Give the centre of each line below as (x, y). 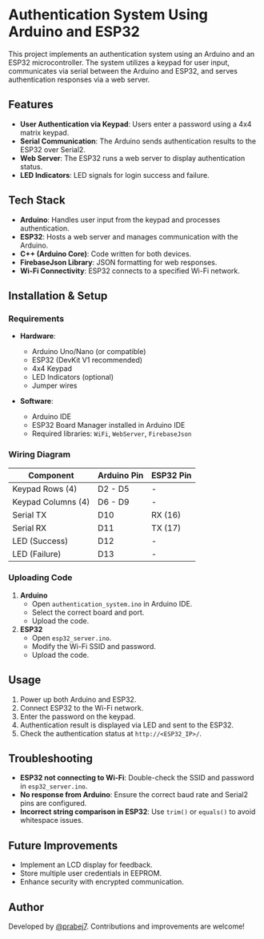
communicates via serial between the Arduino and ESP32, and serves (123, 71)
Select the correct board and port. (88, 612)
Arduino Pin (120, 475)
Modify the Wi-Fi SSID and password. (94, 646)
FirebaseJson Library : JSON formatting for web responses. (118, 262)
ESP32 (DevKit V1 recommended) (87, 360)
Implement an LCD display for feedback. (86, 865)
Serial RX (30, 528)
